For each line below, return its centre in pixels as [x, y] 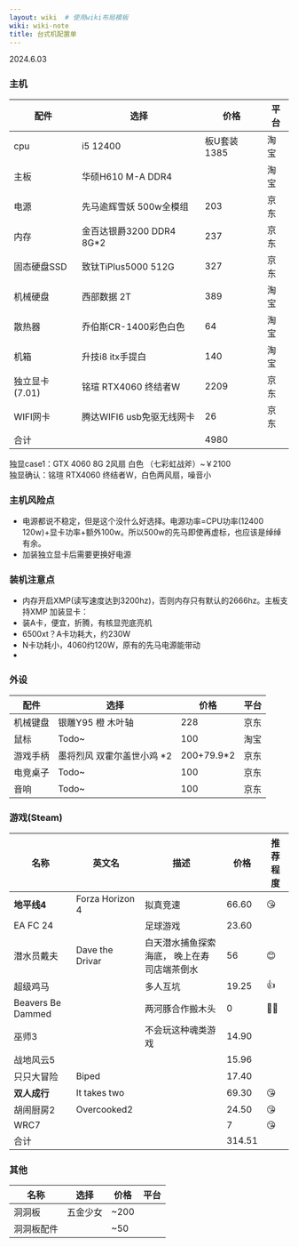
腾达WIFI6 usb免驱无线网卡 [138, 416]
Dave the [94, 950]
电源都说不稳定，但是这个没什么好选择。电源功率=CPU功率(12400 [143, 520]
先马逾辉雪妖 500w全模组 [135, 206]
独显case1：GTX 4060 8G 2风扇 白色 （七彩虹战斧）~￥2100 [120, 463]
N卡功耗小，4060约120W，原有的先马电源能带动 [111, 645]
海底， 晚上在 [173, 955]
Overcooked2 [104, 1109]
